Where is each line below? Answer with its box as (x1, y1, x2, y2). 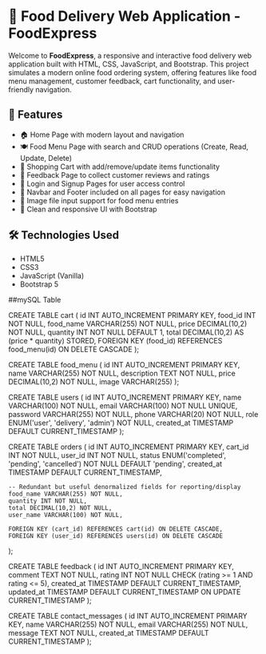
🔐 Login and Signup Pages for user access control (19, 179, 185, 188)
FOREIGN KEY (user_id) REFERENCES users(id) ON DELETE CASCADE (8, 532, 224, 540)
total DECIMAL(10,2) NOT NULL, (8, 504, 113, 512)
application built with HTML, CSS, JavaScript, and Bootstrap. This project (8, 59, 249, 69)
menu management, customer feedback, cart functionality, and (8, 76, 216, 86)
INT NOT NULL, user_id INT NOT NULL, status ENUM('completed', (8, 450, 226, 459)
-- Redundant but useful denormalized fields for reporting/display (8, 483, 241, 491)
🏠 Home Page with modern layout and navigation (19, 130, 185, 139)
